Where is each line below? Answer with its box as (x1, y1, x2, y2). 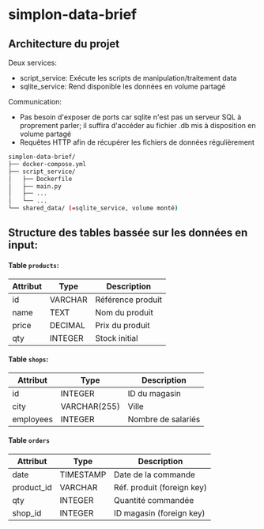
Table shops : (8, 354, 49, 365)
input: (8, 239, 38, 252)
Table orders (8, 436, 50, 445)
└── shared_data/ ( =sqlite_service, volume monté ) (8, 204, 179, 213)
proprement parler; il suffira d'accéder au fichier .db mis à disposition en (19, 121, 256, 130)
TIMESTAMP (59, 469, 107, 480)
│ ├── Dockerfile (8, 175, 73, 183)
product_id (12, 482, 53, 493)
